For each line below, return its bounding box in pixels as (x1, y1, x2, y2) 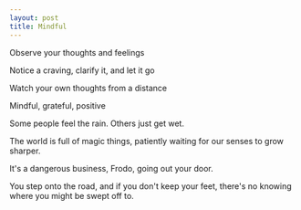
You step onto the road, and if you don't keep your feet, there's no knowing (9, 180, 292, 192)
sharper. (9, 145, 41, 156)
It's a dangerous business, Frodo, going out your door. (9, 163, 214, 173)
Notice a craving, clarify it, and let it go (9, 65, 155, 76)
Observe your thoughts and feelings (9, 47, 145, 58)
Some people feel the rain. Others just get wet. (9, 118, 185, 129)
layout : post (9, 13, 59, 23)
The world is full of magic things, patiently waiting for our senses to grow (9, 135, 285, 146)
